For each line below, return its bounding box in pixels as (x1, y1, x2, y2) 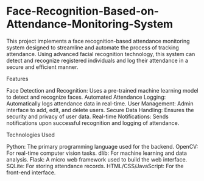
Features (6, 75, 29, 82)
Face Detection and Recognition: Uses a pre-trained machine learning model (6, 87, 199, 94)
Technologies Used (6, 131, 55, 138)
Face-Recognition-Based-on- (6, 4, 160, 18)
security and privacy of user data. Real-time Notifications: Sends (6, 113, 169, 120)
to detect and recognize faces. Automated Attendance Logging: (6, 93, 166, 101)
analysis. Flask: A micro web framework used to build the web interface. (6, 155, 188, 163)
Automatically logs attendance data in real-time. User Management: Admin (6, 99, 194, 107)
